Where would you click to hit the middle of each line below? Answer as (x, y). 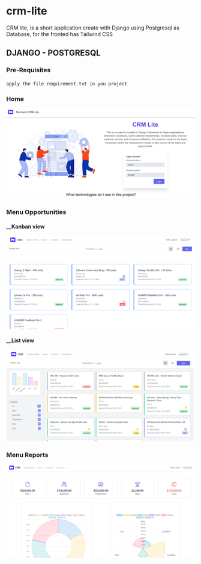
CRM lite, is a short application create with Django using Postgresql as (93, 28)
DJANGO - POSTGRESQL (53, 53)
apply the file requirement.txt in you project (67, 84)
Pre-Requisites (28, 70)
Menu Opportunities (36, 212)
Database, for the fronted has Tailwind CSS (59, 34)
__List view (20, 340)
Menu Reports (27, 455)
